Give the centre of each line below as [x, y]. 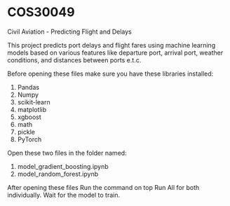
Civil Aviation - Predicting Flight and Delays [69, 32]
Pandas [28, 87]
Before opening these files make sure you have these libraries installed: [110, 74]
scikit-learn [34, 102]
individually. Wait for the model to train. [64, 195]
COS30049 [41, 12]
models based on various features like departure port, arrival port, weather [115, 53]
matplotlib [32, 109]
